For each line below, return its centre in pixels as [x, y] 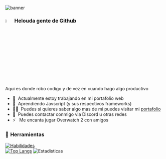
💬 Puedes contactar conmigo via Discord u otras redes [69, 114]
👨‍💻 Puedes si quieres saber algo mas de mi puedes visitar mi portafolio [87, 109]
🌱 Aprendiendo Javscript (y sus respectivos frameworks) [72, 103]
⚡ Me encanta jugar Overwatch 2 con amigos [60, 120]
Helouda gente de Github [45, 21]
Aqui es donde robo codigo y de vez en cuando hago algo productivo [77, 88]
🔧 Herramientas [25, 134]
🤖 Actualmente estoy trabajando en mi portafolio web [68, 98]
